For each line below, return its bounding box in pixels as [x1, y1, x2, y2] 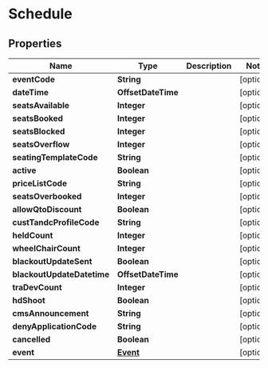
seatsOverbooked [12, 191, 82, 202]
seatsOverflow [12, 139, 70, 150]
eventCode [12, 74, 56, 85]
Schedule [8, 5, 73, 23]
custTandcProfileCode [12, 217, 100, 228]
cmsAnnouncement [12, 308, 89, 318]
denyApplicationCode [12, 321, 97, 332]
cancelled [12, 334, 51, 345]
